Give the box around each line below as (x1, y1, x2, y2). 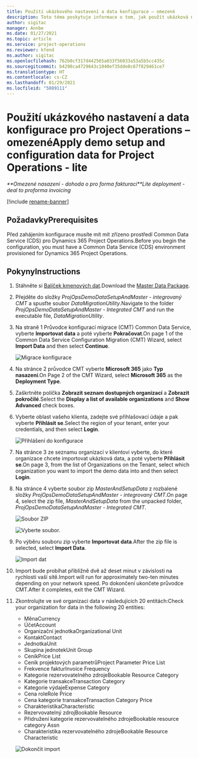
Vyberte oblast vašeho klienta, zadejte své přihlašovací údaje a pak (15, 413, 179, 420)
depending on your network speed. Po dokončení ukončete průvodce (15, 580, 184, 587)
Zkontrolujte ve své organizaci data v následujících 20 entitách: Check (15, 598, 184, 605)
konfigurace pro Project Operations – (6, 123, 190, 137)
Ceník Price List (24, 652, 61, 660)
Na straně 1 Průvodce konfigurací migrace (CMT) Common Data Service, (15, 324, 192, 331)
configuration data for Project (6, 149, 155, 162)
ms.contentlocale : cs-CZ (6, 74, 68, 80)
